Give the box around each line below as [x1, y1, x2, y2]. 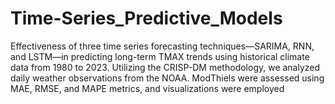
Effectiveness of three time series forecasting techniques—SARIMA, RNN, [10, 40, 315, 52]
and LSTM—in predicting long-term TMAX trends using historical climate [10, 50, 310, 62]
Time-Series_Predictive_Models [10, 7, 283, 30]
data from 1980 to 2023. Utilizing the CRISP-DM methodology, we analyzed [10, 61, 321, 73]
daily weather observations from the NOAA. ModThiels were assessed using [10, 72, 325, 84]
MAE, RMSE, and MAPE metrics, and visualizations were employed [10, 82, 285, 94]
